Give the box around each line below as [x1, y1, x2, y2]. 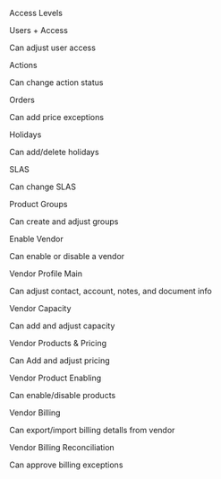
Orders [9, 94, 36, 105]
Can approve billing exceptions [9, 459, 123, 470]
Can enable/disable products [9, 390, 116, 400]
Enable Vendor [9, 233, 64, 244]
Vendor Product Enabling [9, 372, 102, 383]
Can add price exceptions [9, 112, 105, 122]
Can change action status [9, 77, 104, 88]
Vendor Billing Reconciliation [9, 442, 115, 452]
